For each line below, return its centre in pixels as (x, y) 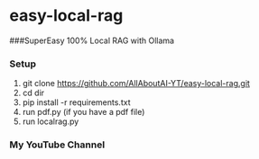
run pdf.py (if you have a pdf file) (83, 112)
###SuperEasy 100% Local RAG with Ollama (92, 40)
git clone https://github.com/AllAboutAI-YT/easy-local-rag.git (136, 84)
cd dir (33, 93)
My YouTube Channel (57, 145)
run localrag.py (51, 121)
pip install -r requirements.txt (76, 102)
